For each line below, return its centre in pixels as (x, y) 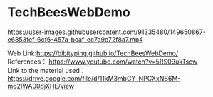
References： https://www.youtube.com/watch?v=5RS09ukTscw (103, 62)
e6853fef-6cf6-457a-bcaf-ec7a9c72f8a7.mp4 (76, 39)
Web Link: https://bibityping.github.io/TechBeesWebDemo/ (93, 53)
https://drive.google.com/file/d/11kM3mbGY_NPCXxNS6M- (94, 78)
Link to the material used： (47, 70)
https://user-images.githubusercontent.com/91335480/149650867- (107, 32)
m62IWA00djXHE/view (41, 86)
